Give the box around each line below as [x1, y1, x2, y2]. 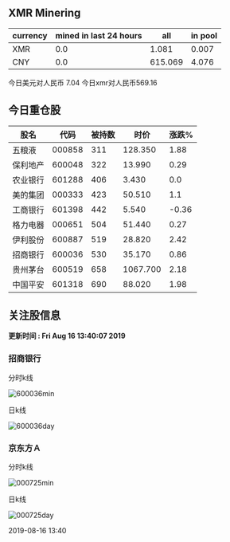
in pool [190, 29, 217, 41]
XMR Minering [8, 6, 81, 20]
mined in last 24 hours [55, 29, 142, 41]
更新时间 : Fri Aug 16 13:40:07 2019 [8, 331, 126, 341]
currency [12, 29, 48, 41]
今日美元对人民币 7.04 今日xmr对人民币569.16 [8, 77, 158, 87]
